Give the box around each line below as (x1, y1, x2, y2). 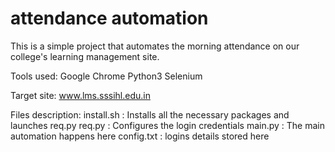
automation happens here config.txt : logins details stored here (10, 130, 270, 142)
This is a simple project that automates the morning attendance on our (10, 40, 300, 52)
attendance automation (10, 7, 209, 30)
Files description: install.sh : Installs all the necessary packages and (10, 108, 290, 121)
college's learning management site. (10, 50, 160, 62)
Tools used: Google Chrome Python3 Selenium (10, 70, 203, 82)
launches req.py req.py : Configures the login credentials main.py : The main (10, 119, 325, 131)
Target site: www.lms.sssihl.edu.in (10, 89, 151, 101)
